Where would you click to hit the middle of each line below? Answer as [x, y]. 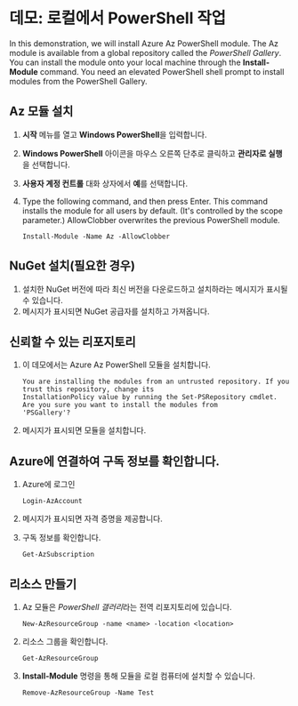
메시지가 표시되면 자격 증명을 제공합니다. [92, 519]
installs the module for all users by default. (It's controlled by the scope [152, 211]
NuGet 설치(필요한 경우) [72, 266]
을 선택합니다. [46, 164]
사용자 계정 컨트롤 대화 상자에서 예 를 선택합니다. [105, 183]
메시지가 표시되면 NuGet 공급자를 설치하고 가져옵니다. [116, 311]
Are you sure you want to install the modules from [120, 405]
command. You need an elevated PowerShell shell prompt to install [162, 71]
